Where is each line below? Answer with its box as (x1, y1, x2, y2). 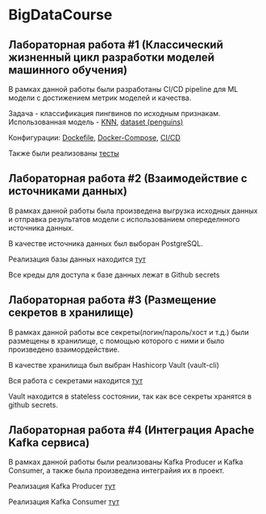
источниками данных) (8, 184, 127, 198)
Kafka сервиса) (8, 436, 90, 449)
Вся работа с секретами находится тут (8, 375, 143, 385)
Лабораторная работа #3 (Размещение (8, 293, 217, 307)
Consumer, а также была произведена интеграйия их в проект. (8, 466, 225, 475)
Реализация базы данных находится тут (8, 254, 147, 264)
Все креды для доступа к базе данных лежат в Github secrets (8, 270, 220, 279)
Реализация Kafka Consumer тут (8, 497, 119, 507)
